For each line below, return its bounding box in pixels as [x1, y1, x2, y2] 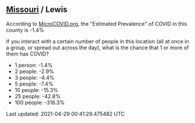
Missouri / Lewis [6, 5, 68, 15]
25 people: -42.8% [14, 93, 60, 100]
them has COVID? [6, 50, 49, 57]
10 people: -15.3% [14, 86, 59, 93]
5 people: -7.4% [14, 80, 54, 87]
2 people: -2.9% [14, 67, 55, 75]
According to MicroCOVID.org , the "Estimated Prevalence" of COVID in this [6, 20, 187, 27]
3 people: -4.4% [14, 74, 55, 81]
